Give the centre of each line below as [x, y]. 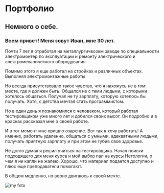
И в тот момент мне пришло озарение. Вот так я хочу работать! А [74, 131]
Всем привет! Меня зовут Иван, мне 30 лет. [60, 41]
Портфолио [30, 9]
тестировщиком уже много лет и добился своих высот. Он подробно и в [81, 116]
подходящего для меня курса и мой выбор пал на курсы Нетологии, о [79, 156]
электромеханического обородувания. [46, 61]
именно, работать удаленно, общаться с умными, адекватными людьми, [82, 136]
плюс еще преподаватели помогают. [44, 166]
